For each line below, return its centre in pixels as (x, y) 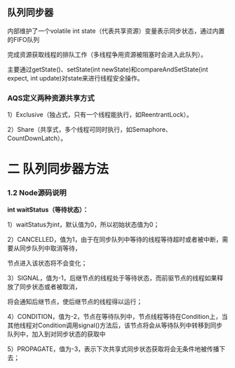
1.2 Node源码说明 (37, 193)
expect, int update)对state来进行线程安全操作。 (75, 78)
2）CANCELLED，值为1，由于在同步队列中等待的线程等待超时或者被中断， (115, 239)
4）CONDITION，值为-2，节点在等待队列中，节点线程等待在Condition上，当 (117, 316)
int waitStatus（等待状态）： (48, 210)
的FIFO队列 (23, 39)
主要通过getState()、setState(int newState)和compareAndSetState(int (108, 69)
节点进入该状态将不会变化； (47, 263)
